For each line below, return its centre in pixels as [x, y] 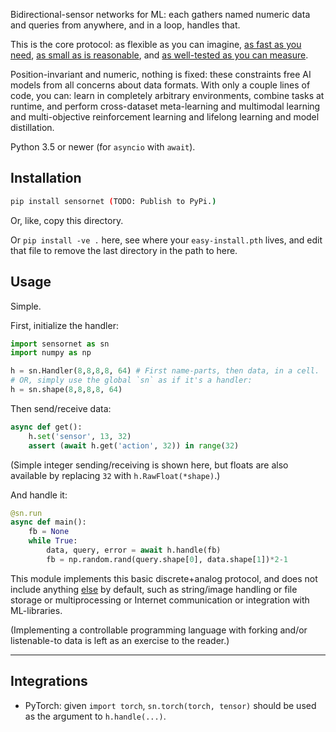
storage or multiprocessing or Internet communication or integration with [160, 600]
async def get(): [46, 427]
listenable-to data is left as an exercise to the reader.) [120, 640]
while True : [53, 541]
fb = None [49, 532]
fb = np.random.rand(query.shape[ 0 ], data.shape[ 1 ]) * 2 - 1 [167, 559]
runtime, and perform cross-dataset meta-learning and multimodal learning [165, 106]
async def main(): [48, 522]
